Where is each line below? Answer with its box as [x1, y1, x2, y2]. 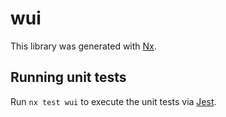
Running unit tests [10, 69, 127, 86]
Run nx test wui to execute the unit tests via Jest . [10, 95, 217, 107]
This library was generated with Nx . [10, 40, 157, 52]
